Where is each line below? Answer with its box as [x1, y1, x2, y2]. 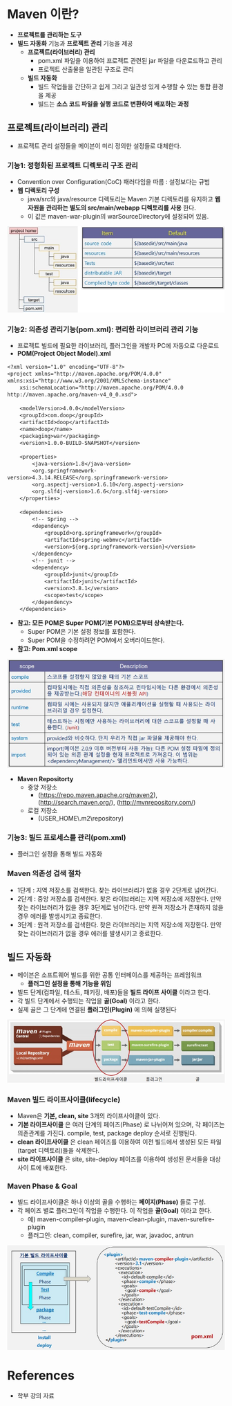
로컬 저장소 [27, 806, 57, 814]
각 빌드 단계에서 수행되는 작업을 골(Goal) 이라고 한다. [17, 997, 161, 1005]
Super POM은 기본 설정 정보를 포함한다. [27, 627, 136, 635]
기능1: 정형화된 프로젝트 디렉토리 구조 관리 [7, 161, 138, 170]
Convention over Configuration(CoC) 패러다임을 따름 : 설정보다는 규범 [17, 178, 211, 186]
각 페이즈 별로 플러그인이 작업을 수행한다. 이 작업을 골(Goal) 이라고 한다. [17, 1207, 212, 1215]
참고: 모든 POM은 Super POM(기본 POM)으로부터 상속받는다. [17, 619, 184, 627]
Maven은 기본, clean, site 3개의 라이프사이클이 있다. [17, 1111, 161, 1120]
